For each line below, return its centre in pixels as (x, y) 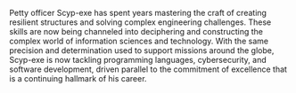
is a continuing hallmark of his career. (78, 78)
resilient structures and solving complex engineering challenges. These (140, 22)
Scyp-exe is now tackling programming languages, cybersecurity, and (138, 60)
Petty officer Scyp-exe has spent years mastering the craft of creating (138, 13)
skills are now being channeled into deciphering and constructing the (136, 31)
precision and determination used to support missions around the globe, (142, 50)
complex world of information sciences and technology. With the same (139, 41)
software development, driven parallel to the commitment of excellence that (148, 69)
